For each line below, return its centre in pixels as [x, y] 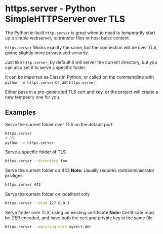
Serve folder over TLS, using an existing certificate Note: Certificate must [80, 213]
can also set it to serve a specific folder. [46, 67]
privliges [14, 176]
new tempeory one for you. [33, 97]
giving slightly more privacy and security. [47, 53]
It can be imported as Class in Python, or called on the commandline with [80, 77]
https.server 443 [23, 185]
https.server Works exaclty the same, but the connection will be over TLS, [81, 47]
